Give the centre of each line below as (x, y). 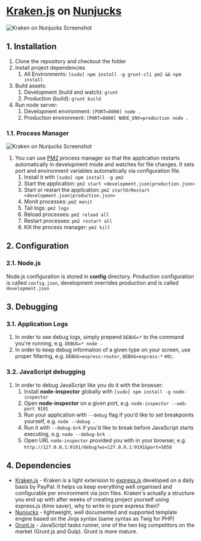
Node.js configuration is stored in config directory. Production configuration (100, 276)
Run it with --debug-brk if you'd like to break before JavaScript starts (109, 427)
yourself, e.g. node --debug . (60, 421)
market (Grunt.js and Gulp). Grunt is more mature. (76, 531)
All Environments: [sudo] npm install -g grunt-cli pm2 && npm (103, 74)
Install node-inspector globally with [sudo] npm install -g (97, 391)
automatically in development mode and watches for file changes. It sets (105, 164)
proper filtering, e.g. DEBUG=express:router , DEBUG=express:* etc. (94, 356)
